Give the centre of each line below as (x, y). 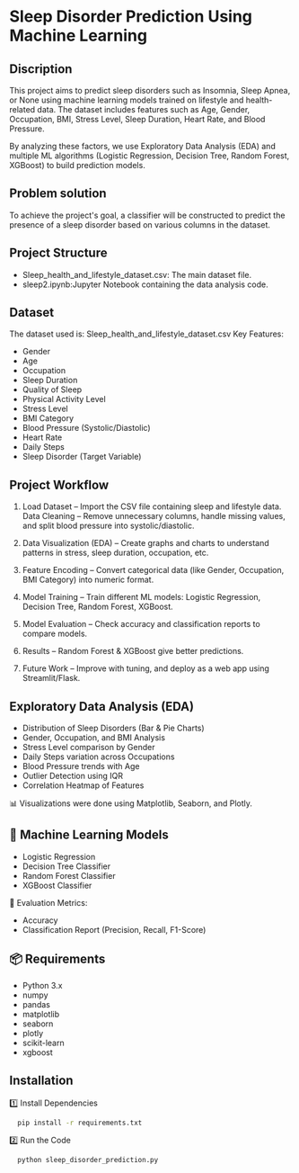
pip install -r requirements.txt (80, 1123)
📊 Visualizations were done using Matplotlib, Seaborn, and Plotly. (131, 803)
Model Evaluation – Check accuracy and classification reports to (141, 624)
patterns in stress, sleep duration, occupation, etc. (115, 553)
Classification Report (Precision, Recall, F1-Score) (114, 929)
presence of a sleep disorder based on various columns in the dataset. (140, 224)
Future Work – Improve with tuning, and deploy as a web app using (145, 668)
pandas (36, 1004)
